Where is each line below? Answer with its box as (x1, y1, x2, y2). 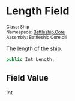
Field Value (6, 73, 49, 83)
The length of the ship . (6, 45, 62, 52)
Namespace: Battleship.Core (6, 29, 65, 35)
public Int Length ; (6, 56, 55, 62)
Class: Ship (6, 24, 30, 30)
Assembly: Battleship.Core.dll (6, 34, 67, 40)
